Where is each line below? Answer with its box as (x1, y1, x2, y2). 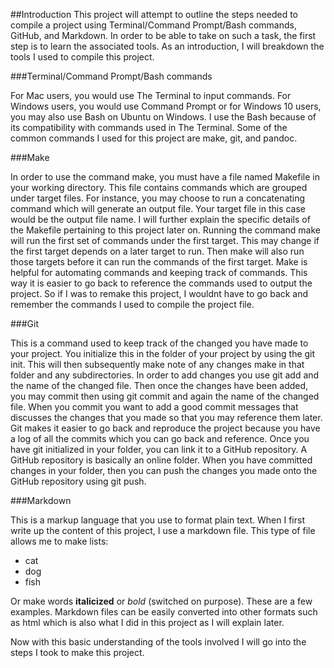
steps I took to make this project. (10, 647, 145, 658)
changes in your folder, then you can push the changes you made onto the (10, 465, 318, 476)
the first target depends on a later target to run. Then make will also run (10, 245, 305, 257)
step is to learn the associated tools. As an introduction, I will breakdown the (10, 40, 325, 52)
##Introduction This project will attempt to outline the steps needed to (10, 9, 298, 20)
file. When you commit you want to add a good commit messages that (10, 401, 299, 413)
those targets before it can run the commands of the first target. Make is (10, 256, 308, 268)
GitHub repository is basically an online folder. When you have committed (10, 454, 313, 466)
